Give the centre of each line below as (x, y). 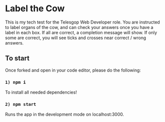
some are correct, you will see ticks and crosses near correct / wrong (76, 38)
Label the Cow (35, 9)
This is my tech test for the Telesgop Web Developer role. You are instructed (82, 22)
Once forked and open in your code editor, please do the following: (73, 70)
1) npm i (16, 82)
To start (17, 59)
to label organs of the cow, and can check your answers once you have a (79, 27)
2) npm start (21, 104)
